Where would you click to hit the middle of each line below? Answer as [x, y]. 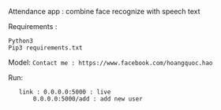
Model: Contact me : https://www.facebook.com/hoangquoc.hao [110, 62]
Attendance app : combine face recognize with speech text [104, 11]
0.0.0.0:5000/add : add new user [88, 99]
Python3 [21, 41]
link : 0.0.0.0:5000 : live [65, 92]
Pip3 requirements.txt [45, 48]
